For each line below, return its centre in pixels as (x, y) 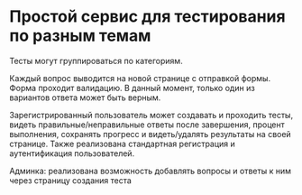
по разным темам (80, 36)
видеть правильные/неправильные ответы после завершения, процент (147, 125)
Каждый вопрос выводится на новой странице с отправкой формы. (140, 78)
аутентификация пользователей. (72, 153)
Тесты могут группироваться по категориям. (96, 60)
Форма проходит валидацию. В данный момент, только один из (132, 88)
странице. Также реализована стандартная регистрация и (123, 144)
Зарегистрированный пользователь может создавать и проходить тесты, (151, 115)
